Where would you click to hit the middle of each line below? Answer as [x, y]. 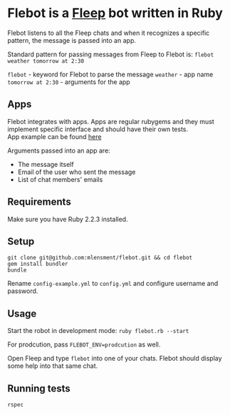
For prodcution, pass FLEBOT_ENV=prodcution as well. [84, 344]
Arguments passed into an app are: [59, 150]
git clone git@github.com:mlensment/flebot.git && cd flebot [100, 258]
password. [23, 291]
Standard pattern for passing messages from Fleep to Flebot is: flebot [111, 54]
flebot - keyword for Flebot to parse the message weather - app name [110, 74]
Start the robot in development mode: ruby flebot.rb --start [98, 331]
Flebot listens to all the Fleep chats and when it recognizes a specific [109, 33]
